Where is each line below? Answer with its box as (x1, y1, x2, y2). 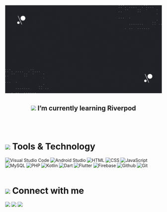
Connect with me (12, 185, 84, 197)
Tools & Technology (12, 141, 95, 152)
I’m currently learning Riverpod (37, 104, 136, 112)
